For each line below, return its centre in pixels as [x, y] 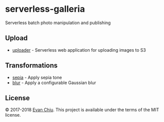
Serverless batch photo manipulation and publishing [58, 23]
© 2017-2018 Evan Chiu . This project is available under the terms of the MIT [82, 110]
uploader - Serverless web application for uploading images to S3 [79, 50]
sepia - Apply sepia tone [37, 77]
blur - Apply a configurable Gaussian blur [54, 83]
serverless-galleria [45, 9]
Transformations [32, 66]
